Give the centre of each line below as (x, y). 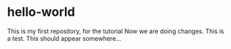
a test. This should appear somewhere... (64, 38)
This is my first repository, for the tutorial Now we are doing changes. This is (115, 31)
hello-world (41, 12)
